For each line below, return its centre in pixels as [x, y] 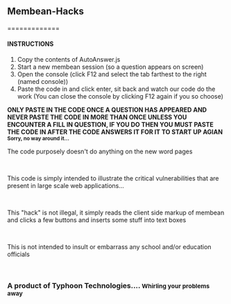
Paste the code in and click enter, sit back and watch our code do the [116, 89]
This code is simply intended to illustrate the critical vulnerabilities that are [113, 178]
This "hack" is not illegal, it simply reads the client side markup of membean [116, 213]
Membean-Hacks [46, 11]
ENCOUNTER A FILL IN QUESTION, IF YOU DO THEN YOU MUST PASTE [110, 125]
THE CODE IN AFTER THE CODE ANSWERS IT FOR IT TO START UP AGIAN [115, 132]
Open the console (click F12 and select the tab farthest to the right [112, 74]
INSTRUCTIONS [31, 44]
